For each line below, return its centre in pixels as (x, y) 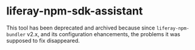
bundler (16, 34)
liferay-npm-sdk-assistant (75, 11)
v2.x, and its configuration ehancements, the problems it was (104, 34)
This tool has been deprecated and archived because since (81, 28)
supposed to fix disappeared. (43, 40)
